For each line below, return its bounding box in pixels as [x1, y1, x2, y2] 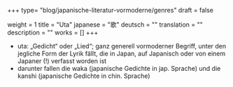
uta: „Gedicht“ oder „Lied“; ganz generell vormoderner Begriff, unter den [17, 42, 227, 50]
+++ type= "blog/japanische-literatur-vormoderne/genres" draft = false [7, 6, 213, 14]
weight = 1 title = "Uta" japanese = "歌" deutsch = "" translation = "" [7, 20, 203, 29]
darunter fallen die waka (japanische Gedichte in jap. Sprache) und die [17, 65, 221, 72]
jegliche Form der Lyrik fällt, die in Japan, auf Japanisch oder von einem [17, 49, 226, 58]
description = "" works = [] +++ [7, 28, 99, 36]
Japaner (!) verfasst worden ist [17, 57, 107, 65]
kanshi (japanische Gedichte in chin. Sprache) [17, 72, 150, 80]
